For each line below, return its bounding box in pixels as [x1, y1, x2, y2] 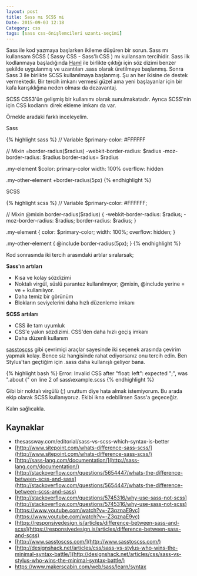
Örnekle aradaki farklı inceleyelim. [6, 113, 88, 121]
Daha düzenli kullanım [14, 335, 68, 342]
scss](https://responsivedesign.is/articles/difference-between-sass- [14, 525, 181, 532]
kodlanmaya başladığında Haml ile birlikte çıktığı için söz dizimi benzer [6, 59, 176, 67]
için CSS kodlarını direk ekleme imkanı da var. [6, 102, 116, 109]
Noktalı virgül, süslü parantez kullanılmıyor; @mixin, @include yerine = [14, 280, 185, 287]
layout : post [6, 8, 38, 15]
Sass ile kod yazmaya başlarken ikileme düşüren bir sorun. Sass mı [6, 47, 169, 54]
